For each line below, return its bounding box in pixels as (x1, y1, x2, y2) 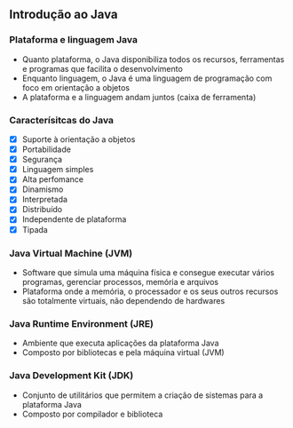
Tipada (21, 224, 49, 234)
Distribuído (21, 204, 63, 215)
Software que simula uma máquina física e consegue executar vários (21, 266, 275, 278)
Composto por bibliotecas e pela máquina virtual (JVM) (21, 347, 225, 358)
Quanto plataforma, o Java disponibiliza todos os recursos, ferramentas (21, 53, 285, 65)
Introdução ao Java (9, 7, 118, 22)
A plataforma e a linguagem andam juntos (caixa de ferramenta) (21, 91, 257, 102)
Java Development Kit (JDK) (9, 369, 134, 382)
